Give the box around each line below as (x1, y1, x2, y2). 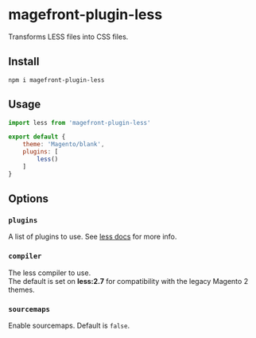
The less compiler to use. (8, 268, 91, 278)
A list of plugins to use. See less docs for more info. (8, 232, 177, 242)
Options (8, 192, 49, 206)
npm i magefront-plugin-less (8, 76, 105, 84)
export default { (8, 133, 66, 141)
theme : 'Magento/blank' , (22, 141, 105, 149)
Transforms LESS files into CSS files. (8, 32, 129, 41)
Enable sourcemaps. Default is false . (8, 321, 130, 330)
